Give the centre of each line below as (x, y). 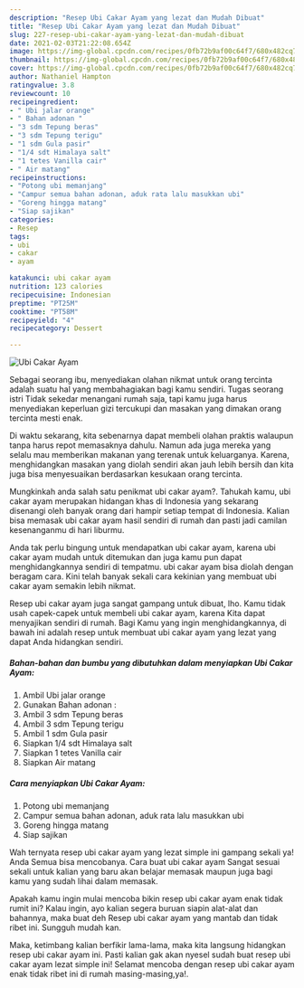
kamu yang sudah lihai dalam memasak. (84, 881)
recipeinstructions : (48, 177)
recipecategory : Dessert (56, 328)
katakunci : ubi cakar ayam (60, 278)
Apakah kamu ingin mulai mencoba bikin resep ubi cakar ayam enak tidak (146, 899)
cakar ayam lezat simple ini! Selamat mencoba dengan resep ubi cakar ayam (152, 964)
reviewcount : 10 (40, 93)
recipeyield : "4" (42, 320)
